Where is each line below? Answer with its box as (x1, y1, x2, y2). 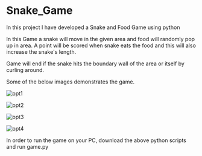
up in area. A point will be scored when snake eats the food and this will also (6, 42, 196, 49)
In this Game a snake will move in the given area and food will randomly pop (6, 35, 195, 42)
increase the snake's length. (6, 48, 77, 55)
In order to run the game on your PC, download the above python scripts (6, 137, 187, 144)
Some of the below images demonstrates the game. (6, 78, 135, 85)
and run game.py (6, 143, 49, 150)
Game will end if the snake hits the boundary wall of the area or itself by (6, 60, 185, 67)
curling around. (6, 66, 44, 73)
